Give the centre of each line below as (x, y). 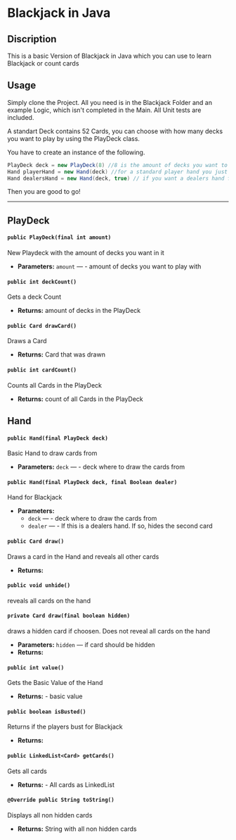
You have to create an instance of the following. (76, 152)
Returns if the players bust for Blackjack (65, 727)
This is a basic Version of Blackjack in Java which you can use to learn (110, 56)
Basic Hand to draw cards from (52, 453)
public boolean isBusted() (47, 712)
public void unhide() (39, 586)
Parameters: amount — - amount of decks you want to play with (109, 266)
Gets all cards (27, 771)
